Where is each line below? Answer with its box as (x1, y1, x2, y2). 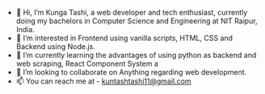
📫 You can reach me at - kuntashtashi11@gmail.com (15, 76, 191, 86)
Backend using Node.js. (15, 42, 95, 51)
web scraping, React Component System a (15, 59, 159, 68)
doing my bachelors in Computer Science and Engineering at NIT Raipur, (15, 16, 258, 26)
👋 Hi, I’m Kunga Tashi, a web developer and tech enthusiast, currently (15, 8, 248, 17)
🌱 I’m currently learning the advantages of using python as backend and (15, 51, 257, 59)
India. (15, 25, 35, 34)
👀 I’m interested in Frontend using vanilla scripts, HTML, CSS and (15, 33, 233, 43)
